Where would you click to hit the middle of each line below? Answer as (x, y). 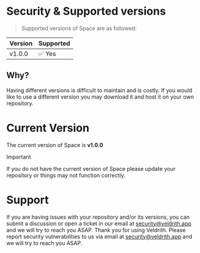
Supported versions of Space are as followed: (79, 28)
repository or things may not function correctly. (66, 175)
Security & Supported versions (86, 11)
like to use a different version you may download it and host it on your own (100, 97)
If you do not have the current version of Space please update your (91, 168)
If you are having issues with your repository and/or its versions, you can (98, 217)
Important (19, 157)
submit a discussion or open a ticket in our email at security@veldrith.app (99, 223)
